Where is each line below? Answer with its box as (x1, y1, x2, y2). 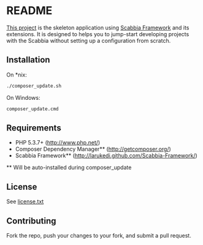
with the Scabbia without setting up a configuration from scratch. (6, 37, 171, 44)
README (6, 4, 53, 18)
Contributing (6, 216, 56, 226)
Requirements (6, 123, 61, 133)
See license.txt (6, 198, 44, 205)
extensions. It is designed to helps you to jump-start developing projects (6, 30, 190, 37)
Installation (6, 55, 50, 65)
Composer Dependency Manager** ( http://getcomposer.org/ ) (15, 145, 172, 153)
